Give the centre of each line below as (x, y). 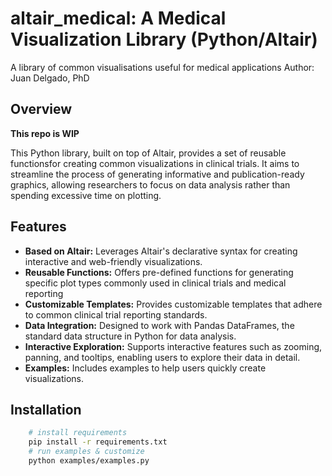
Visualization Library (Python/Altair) (164, 39)
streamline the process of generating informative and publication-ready (157, 174)
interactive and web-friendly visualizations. (113, 261)
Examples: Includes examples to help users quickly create (145, 368)
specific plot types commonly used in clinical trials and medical (155, 283)
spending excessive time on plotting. (86, 195)
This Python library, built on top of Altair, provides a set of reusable (148, 153)
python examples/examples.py (89, 461)
